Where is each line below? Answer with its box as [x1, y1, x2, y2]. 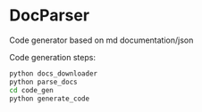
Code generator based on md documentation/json [9, 35, 194, 45]
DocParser [9, 5, 90, 26]
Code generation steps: [9, 52, 97, 62]
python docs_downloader [9, 68, 98, 78]
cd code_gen [9, 85, 54, 94]
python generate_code [9, 94, 90, 103]
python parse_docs [9, 77, 78, 86]
